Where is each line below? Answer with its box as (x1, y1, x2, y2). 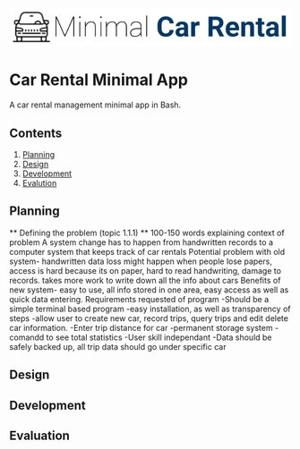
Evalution (21, 177, 57, 188)
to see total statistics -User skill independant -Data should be (46, 332, 272, 343)
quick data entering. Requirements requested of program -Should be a (9, 293, 270, 304)
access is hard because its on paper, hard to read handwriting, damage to (9, 265, 282, 275)
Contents (9, 125, 63, 140)
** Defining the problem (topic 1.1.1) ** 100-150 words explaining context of (9, 227, 285, 238)
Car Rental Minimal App (9, 70, 188, 90)
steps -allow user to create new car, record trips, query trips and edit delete (9, 312, 289, 324)
